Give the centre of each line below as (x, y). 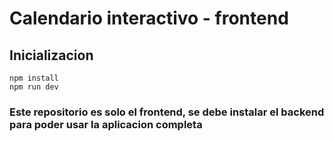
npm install (34, 78)
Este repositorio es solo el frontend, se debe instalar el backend (167, 112)
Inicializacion (51, 55)
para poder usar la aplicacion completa (106, 124)
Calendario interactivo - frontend (149, 18)
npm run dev (34, 87)
